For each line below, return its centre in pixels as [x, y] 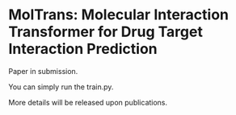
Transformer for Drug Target [106, 32]
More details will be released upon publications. [88, 102]
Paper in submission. [43, 71]
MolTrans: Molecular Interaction [118, 15]
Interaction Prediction [83, 49]
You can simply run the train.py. [61, 87]
